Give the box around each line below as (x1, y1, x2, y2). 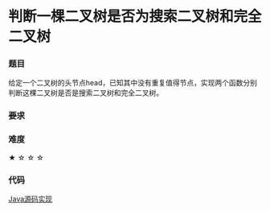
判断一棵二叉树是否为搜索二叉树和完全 (8, 7, 263, 26)
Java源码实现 (8, 194, 53, 204)
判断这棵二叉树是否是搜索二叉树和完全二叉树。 (8, 88, 163, 97)
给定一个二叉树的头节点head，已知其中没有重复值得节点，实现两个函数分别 (8, 78, 258, 88)
